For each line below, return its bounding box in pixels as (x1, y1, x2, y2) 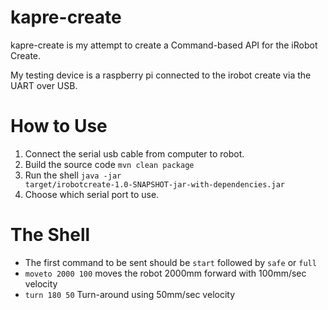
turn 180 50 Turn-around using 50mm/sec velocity (24, 288, 236, 300)
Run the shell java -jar (24, 169, 122, 181)
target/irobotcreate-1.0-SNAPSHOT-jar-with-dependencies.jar (24, 179, 286, 190)
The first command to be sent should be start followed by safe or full (24, 256, 317, 268)
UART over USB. (10, 79, 78, 91)
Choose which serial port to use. (24, 188, 160, 200)
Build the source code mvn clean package (24, 158, 195, 170)
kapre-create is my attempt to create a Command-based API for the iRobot (10, 39, 318, 51)
